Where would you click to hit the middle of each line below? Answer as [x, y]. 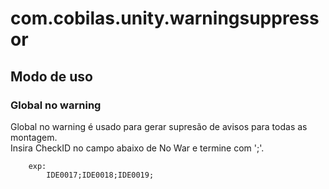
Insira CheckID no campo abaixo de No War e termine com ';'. [137, 148]
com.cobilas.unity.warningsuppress [165, 18]
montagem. [34, 137]
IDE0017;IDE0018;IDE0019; [100, 175]
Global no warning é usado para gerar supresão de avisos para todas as [159, 126]
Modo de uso [51, 76]
